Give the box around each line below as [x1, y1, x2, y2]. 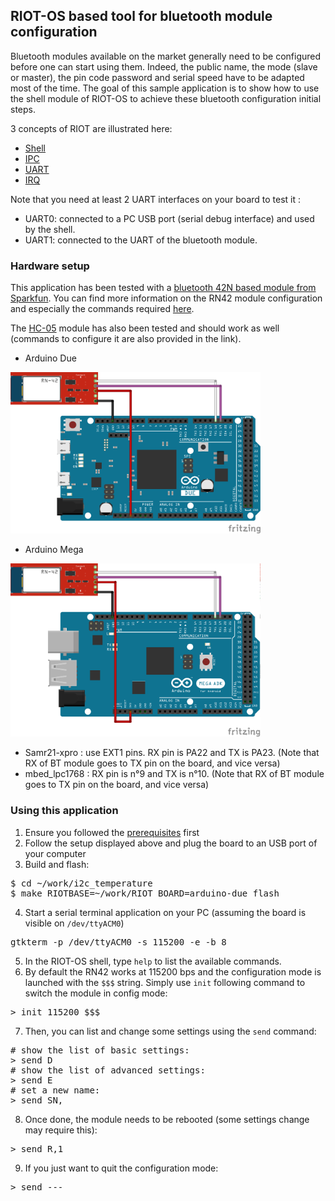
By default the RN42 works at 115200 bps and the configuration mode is [24, 965, 322, 978]
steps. [10, 103, 36, 115]
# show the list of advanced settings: [10, 1064, 206, 1076]
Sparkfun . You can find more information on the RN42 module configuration [10, 292, 323, 304]
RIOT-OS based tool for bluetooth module [10, 8, 273, 25]
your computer [24, 847, 87, 859]
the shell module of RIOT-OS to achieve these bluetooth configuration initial [10, 92, 322, 104]
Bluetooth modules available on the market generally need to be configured [10, 50, 322, 62]
